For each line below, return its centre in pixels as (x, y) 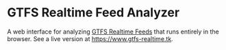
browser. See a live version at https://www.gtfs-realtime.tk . (90, 38)
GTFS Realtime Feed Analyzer (93, 13)
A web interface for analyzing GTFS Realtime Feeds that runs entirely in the (113, 32)
